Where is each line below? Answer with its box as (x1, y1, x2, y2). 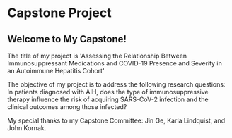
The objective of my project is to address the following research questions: (7, 80, 226, 89)
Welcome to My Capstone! (7, 33, 127, 45)
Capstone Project (7, 5, 112, 21)
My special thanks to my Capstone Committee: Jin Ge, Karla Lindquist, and (7, 116, 226, 125)
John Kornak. (7, 124, 47, 132)
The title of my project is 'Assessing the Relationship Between (7, 51, 187, 60)
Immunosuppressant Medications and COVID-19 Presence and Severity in (7, 59, 223, 68)
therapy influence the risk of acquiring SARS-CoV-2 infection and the (7, 95, 209, 103)
